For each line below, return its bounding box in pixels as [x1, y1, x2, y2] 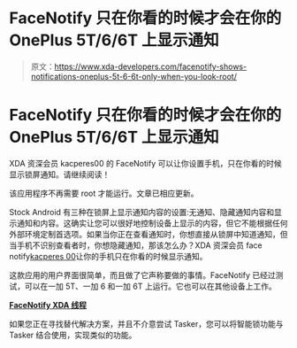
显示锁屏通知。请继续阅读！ [9, 169, 110, 180]
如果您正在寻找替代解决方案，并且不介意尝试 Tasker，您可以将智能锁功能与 [9, 318, 284, 329]
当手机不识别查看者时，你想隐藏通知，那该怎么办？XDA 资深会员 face [9, 240, 263, 251]
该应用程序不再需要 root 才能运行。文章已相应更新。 [9, 188, 199, 198]
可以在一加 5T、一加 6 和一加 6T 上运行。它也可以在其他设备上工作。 [24, 281, 277, 291]
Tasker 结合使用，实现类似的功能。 [9, 329, 137, 340]
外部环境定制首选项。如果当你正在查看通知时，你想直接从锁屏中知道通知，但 [9, 228, 288, 239]
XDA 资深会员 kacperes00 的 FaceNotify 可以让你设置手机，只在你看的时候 [9, 158, 282, 168]
